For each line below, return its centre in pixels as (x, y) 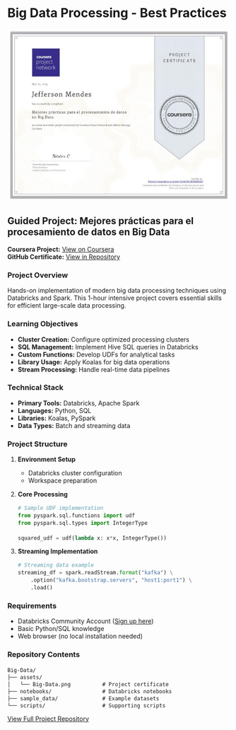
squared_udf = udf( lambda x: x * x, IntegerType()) (92, 538)
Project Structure (37, 444)
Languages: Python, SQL (54, 410)
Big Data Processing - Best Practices (117, 13)
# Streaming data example (55, 565)
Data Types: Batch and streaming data (74, 425)
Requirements (32, 606)
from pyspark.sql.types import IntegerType (83, 523)
